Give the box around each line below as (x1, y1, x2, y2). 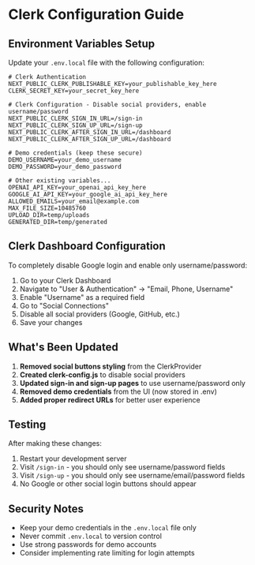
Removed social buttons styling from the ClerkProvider (19, 361, 202, 371)
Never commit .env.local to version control (19, 531, 162, 541)
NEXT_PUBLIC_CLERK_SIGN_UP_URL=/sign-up (8, 122, 144, 129)
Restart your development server (19, 454, 128, 463)
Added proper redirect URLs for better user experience (19, 395, 201, 404)
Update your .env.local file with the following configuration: (8, 58, 205, 67)
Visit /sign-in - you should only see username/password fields (19, 462, 226, 472)
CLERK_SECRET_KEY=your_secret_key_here (8, 87, 140, 95)
